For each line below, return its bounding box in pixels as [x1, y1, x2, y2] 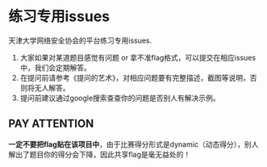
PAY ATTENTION [8, 117, 94, 131]
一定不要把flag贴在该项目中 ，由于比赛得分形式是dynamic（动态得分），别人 [8, 139, 259, 149]
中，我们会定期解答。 [19, 62, 91, 73]
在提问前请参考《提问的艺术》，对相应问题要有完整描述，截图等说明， [19, 73, 250, 82]
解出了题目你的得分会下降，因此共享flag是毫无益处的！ [8, 149, 191, 159]
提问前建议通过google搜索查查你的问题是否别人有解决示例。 [19, 93, 220, 102]
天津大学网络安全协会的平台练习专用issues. [8, 35, 152, 45]
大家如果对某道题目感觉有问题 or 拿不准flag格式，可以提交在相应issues [19, 52, 257, 62]
